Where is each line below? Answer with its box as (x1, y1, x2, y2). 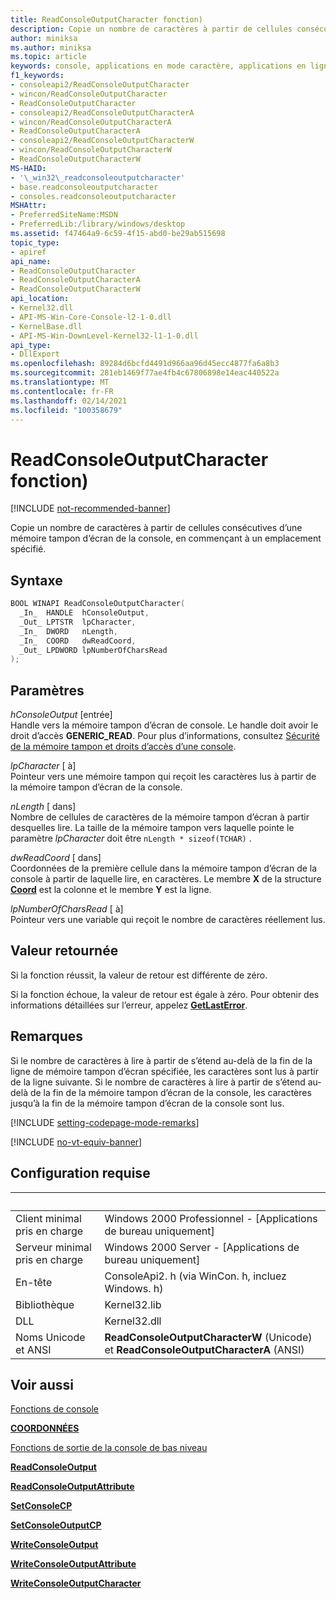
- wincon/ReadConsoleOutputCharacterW (10, 145, 172, 155)
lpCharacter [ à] (10, 760, 77, 772)
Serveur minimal (15, 1240, 92, 1254)
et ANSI (15, 1342, 52, 1356)
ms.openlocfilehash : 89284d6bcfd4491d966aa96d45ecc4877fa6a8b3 (10, 359, 280, 369)
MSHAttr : (10, 201, 47, 211)
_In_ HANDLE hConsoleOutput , (19, 608, 150, 618)
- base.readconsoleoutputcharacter (10, 182, 159, 192)
